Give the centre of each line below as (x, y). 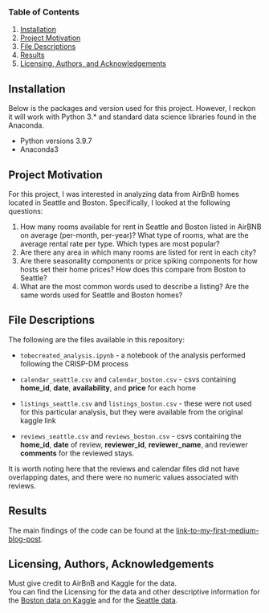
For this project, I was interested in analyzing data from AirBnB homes (124, 194)
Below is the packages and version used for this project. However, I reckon (132, 108)
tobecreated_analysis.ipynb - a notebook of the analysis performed (133, 355)
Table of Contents (44, 12)
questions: (26, 210)
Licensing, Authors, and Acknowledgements (93, 63)
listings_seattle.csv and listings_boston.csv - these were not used (136, 403)
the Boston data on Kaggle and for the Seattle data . (93, 600)
